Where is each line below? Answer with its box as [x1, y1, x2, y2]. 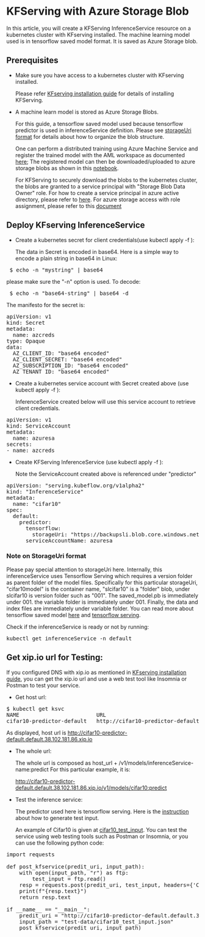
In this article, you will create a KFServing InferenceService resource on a [6, 24, 191, 32]
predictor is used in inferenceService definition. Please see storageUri [15, 127, 192, 134]
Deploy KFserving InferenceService [6, 220, 145, 231]
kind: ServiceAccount [6, 422, 71, 429]
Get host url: [15, 693, 47, 701]
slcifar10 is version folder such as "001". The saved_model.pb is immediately [6, 591, 198, 599]
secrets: [6, 440, 32, 448]
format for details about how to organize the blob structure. [15, 133, 165, 140]
